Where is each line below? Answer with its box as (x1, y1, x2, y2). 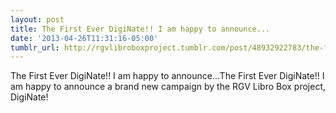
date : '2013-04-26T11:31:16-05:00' (10, 33, 159, 43)
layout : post (10, 14, 65, 25)
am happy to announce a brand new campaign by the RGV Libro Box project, (10, 81, 327, 93)
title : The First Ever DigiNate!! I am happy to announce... (10, 24, 271, 34)
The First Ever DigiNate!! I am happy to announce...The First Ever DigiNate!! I (10, 70, 325, 82)
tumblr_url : (10, 42, 60, 53)
